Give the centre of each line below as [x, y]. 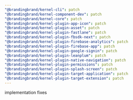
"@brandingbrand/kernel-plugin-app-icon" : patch [55, 23]
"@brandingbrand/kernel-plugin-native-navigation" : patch [65, 60]
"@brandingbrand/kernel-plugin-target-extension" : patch [64, 78]
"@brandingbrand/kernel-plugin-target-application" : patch [66, 74]
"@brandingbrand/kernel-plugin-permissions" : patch [59, 65]
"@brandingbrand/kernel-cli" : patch [42, 10]
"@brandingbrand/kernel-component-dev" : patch [53, 14]
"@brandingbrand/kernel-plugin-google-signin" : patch [61, 51]
